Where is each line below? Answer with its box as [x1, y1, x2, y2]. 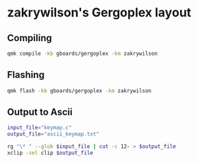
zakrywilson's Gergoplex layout [7, 5, 192, 21]
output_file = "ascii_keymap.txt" [7, 131, 99, 138]
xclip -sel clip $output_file [7, 149, 94, 156]
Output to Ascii [7, 106, 73, 118]
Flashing [7, 69, 45, 81]
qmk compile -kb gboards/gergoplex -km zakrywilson [7, 50, 158, 57]
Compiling [7, 32, 53, 44]
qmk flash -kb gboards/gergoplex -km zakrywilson [7, 87, 152, 94]
